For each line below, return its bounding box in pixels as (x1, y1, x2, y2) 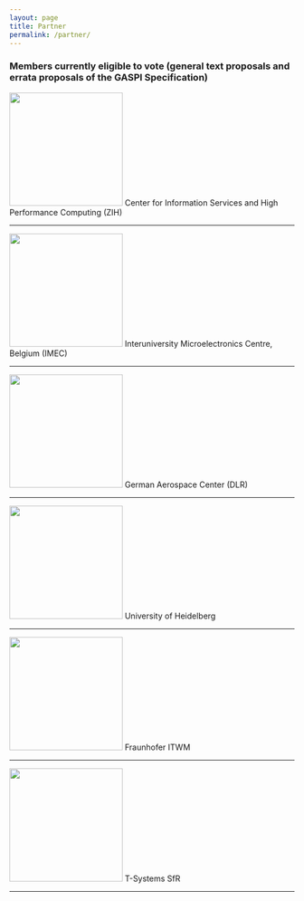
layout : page (9, 13, 59, 23)
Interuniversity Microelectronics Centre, (124, 338, 273, 349)
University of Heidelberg (124, 610, 216, 621)
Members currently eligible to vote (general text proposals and (9, 60, 290, 72)
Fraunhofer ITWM (124, 742, 191, 752)
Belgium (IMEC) (9, 348, 68, 359)
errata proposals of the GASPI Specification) (9, 72, 208, 84)
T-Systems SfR (124, 873, 181, 884)
